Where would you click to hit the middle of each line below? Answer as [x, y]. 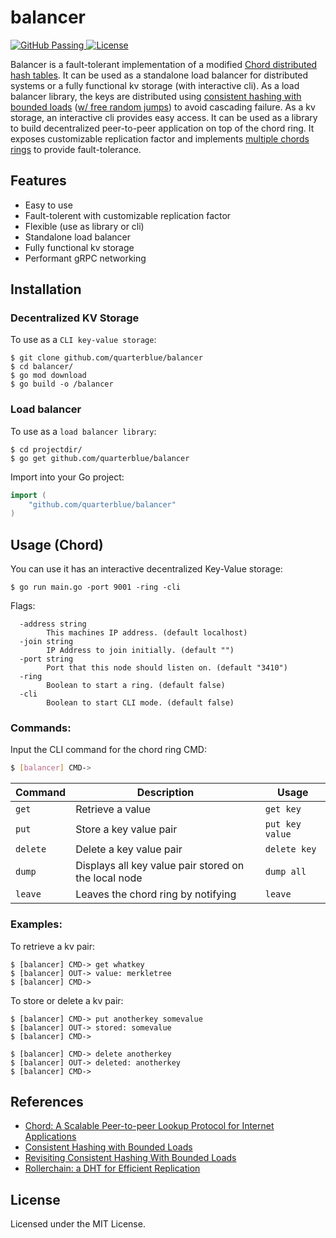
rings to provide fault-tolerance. [76, 149]
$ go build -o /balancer [62, 384]
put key [283, 824]
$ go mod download [48, 376]
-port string [46, 659]
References [47, 1102]
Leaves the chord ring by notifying [156, 894]
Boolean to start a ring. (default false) [136, 686]
